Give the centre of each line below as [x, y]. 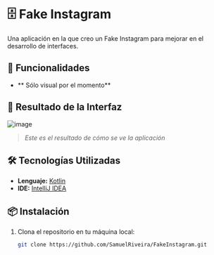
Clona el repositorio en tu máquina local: [76, 232]
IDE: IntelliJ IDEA [42, 188]
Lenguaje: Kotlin [42, 181]
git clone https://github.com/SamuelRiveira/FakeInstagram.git [112, 245]
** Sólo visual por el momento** [64, 85]
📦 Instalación [38, 211]
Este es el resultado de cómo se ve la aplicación [95, 138]
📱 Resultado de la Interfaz [65, 107]
